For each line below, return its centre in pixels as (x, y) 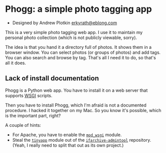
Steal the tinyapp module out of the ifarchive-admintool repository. (82, 140)
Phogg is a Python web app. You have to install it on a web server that (76, 90)
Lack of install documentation (52, 78)
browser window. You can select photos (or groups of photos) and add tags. (83, 52)
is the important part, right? (33, 115)
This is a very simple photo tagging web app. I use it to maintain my (74, 32)
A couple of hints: (23, 125)
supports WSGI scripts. (29, 95)
